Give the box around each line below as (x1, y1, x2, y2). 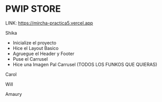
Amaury (5, 91, 22, 97)
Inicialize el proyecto (12, 39, 56, 46)
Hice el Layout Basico (12, 45, 59, 51)
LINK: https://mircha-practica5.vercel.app (5, 20, 93, 26)
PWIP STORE (5, 3, 61, 15)
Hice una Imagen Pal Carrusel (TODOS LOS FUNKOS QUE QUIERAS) (12, 61, 157, 67)
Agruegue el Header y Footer (12, 50, 74, 57)
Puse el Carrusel (12, 56, 48, 62)
